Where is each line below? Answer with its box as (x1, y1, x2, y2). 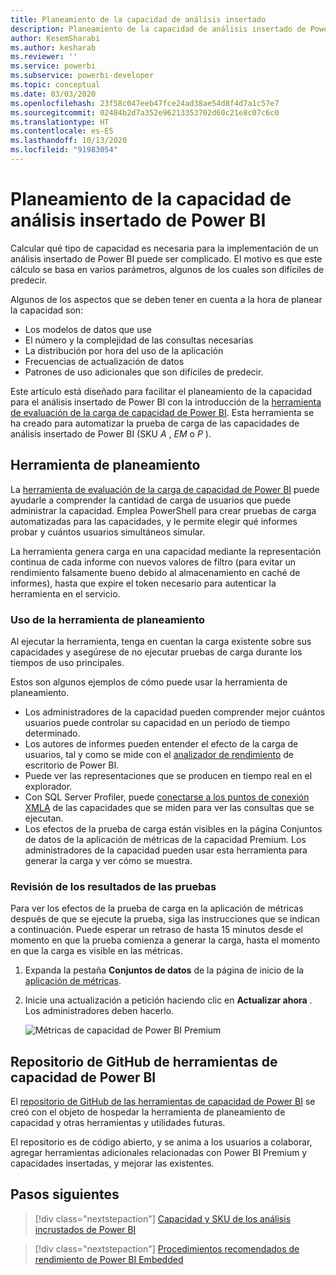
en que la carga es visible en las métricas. (10, 945, 183, 957)
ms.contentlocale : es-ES (10, 126, 114, 136)
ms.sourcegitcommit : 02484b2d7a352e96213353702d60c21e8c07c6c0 (10, 107, 280, 118)
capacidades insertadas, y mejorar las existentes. (10, 1157, 215, 1170)
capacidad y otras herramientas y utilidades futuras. (10, 1117, 226, 1129)
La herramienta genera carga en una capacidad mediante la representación (10, 545, 322, 557)
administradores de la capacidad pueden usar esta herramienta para (24, 844, 308, 856)
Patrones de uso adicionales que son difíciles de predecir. (24, 366, 264, 378)
